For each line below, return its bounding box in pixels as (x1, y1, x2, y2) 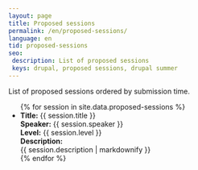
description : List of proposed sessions (11, 57, 150, 65)
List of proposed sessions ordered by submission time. (8, 86, 191, 96)
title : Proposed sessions (8, 19, 95, 27)
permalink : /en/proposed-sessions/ (8, 27, 128, 35)
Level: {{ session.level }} (19, 127, 102, 137)
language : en (8, 34, 52, 43)
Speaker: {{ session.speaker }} (19, 118, 123, 129)
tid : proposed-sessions (8, 42, 89, 50)
